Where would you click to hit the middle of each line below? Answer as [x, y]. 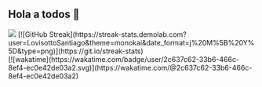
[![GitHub [33, 34]
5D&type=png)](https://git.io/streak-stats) [76, 51]
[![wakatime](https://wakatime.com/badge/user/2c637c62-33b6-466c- [124, 59]
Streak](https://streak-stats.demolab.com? [118, 34]
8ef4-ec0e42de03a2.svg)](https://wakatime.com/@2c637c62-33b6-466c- [130, 67]
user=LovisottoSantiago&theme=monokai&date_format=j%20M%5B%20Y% [131, 42]
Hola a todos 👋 [44, 14]
